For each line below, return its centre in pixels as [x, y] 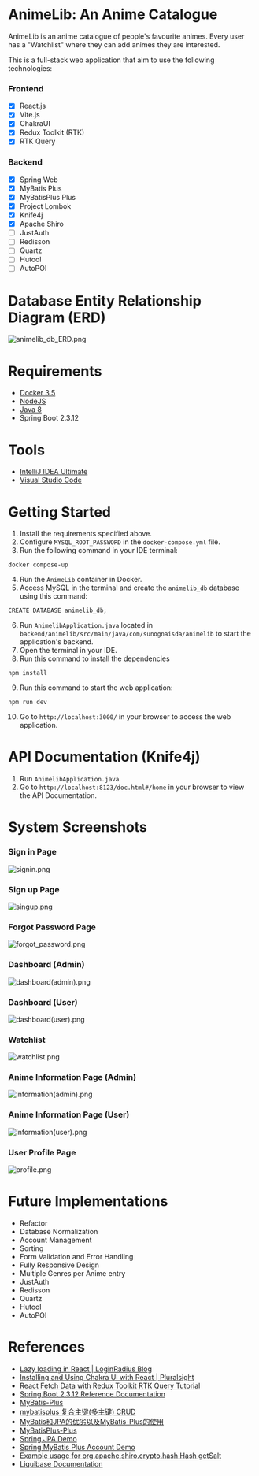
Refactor [33, 1223]
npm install [28, 673]
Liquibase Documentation [61, 1463]
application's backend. [56, 642]
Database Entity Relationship [105, 300]
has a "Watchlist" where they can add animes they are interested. [114, 44]
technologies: [30, 68]
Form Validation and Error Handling [76, 1257]
